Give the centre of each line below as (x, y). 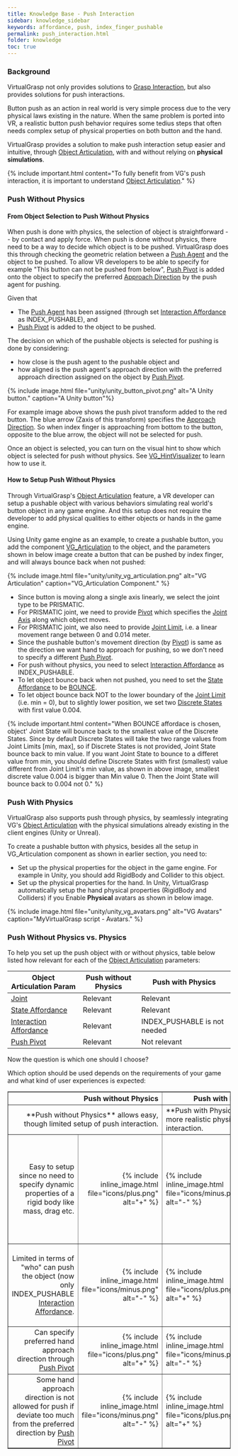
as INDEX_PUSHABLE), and (57, 320)
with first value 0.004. (50, 710)
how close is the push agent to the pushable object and (98, 362)
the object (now (48, 1276)
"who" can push (47, 1268)
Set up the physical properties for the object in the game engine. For (117, 867)
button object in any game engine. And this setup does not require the (109, 510)
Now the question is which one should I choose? (78, 1059)
